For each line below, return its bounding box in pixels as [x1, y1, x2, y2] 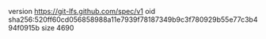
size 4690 [40, 23, 74, 32]
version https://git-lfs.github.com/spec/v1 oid [8, 7, 156, 16]
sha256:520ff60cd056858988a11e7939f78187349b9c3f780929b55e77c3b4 [8, 15, 258, 24]
